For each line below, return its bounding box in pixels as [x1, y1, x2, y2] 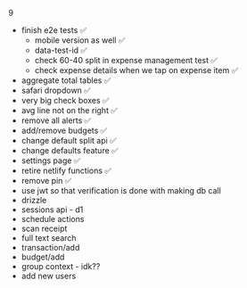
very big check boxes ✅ [21, 95, 110, 105]
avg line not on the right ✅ [21, 105, 118, 115]
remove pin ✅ [21, 176, 72, 185]
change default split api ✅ [21, 136, 117, 145]
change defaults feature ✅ [21, 145, 119, 155]
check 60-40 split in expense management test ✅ [34, 55, 218, 65]
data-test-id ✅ [34, 45, 88, 55]
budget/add [21, 251, 65, 262]
